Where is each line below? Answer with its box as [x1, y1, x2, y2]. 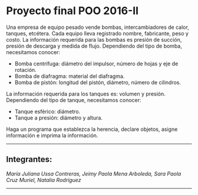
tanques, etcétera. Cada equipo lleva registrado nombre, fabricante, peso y [6, 29, 189, 37]
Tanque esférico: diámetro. [14, 108, 81, 115]
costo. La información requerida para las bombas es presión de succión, [6, 36, 182, 43]
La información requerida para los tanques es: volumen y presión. [6, 90, 166, 97]
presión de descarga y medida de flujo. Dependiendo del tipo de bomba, [6, 42, 183, 49]
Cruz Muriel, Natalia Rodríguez [6, 176, 81, 183]
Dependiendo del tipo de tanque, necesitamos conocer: [6, 96, 141, 104]
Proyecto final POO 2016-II [6, 4, 139, 18]
